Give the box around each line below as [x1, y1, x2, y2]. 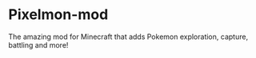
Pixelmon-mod [8, 6, 109, 24]
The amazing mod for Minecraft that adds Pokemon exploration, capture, [8, 32, 249, 41]
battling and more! [8, 40, 69, 49]
